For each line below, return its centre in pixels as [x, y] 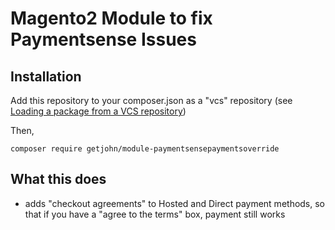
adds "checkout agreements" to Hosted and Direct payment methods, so [175, 203]
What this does [58, 179]
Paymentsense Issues [103, 39]
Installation [46, 76]
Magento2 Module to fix [111, 18]
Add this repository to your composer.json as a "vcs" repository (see [151, 100]
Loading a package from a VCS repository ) [98, 111]
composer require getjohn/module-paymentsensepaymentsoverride [145, 149]
